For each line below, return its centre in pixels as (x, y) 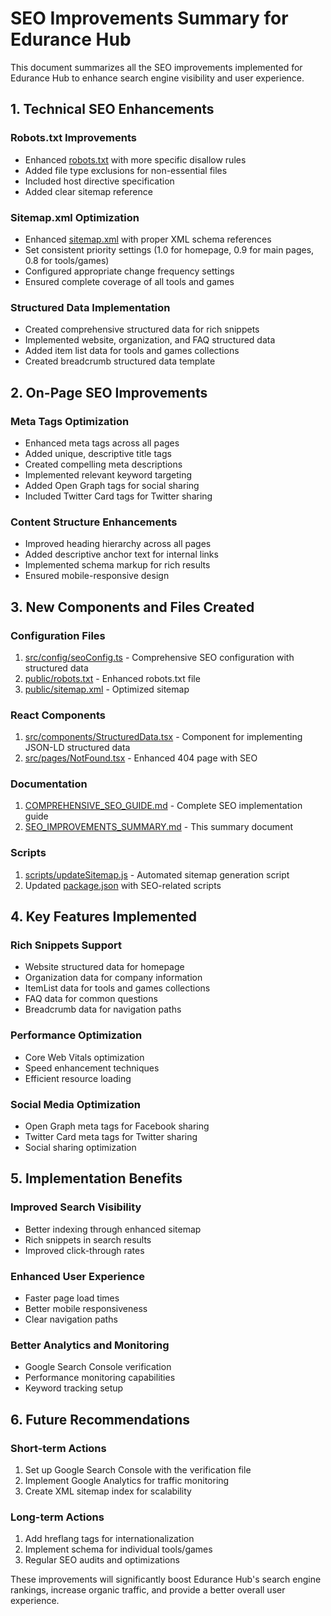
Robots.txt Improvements (73, 138)
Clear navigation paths (71, 1319)
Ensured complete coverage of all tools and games (129, 281)
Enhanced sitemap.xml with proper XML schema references (148, 239)
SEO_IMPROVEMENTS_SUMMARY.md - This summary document (159, 827)
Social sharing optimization (80, 1148)
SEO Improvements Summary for (149, 18)
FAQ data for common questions (91, 999)
